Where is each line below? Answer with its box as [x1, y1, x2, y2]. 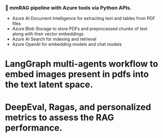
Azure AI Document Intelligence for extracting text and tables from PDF [12, 16, 155, 21]
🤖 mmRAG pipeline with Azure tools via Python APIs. [5, 4, 132, 11]
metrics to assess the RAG [5, 112, 114, 123]
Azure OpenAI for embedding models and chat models [12, 41, 122, 47]
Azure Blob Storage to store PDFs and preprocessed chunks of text [12, 26, 148, 32]
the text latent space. [5, 79, 93, 90]
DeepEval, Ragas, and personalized [5, 101, 151, 113]
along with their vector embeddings [12, 31, 84, 37]
